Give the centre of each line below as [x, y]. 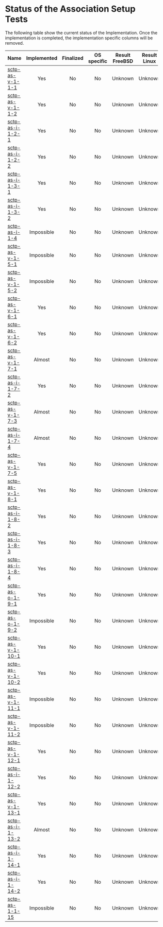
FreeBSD [123, 61]
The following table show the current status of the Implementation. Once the [81, 33]
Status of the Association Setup [70, 9]
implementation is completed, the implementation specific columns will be [79, 38]
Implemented [42, 58]
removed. [15, 43]
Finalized [73, 58]
